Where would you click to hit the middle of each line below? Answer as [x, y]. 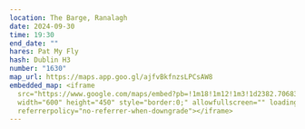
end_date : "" [34, 43]
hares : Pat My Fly [44, 52]
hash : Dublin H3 [40, 60]
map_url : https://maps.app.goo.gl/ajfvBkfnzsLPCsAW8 [111, 77]
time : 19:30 [32, 35]
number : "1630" [38, 69]
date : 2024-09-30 [42, 26]
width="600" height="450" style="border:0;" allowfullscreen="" [142, 102]
